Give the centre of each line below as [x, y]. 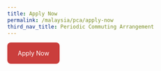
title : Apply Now [32, 14]
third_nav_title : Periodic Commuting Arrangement [81, 26]
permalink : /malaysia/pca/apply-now [60, 20]
